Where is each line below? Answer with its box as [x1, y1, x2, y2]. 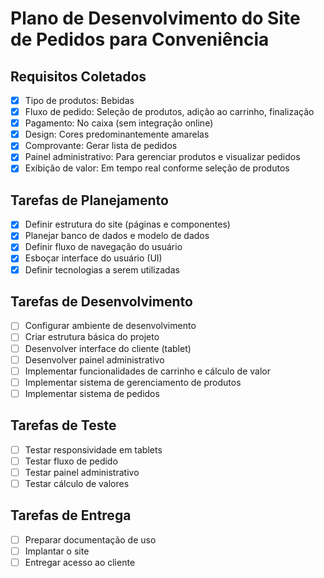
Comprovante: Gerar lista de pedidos [24, 140, 178, 152]
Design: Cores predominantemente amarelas [24, 128, 210, 141]
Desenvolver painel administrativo [24, 353, 165, 366]
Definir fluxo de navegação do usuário [24, 241, 183, 253]
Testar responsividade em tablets [24, 443, 163, 456]
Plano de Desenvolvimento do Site [10, 7, 301, 30]
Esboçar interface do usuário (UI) [24, 252, 163, 264]
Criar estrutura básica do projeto [24, 331, 160, 343]
